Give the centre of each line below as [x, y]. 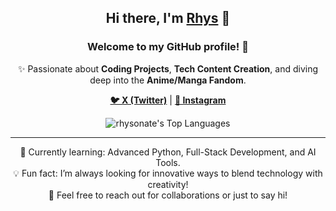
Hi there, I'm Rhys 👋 [168, 18]
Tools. [168, 162]
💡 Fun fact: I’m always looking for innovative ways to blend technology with [168, 173]
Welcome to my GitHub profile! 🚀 [168, 47]
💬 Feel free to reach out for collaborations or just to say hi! [168, 195]
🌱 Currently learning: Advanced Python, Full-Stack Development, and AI [168, 152]
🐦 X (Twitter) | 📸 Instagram [168, 100]
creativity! [168, 184]
